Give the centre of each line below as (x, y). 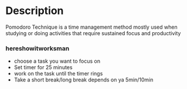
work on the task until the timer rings (58, 74)
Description (35, 11)
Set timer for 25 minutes (43, 67)
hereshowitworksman (38, 48)
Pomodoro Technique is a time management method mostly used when (91, 27)
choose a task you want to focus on (57, 61)
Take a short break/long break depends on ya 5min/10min (84, 80)
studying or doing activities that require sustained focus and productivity (93, 33)
